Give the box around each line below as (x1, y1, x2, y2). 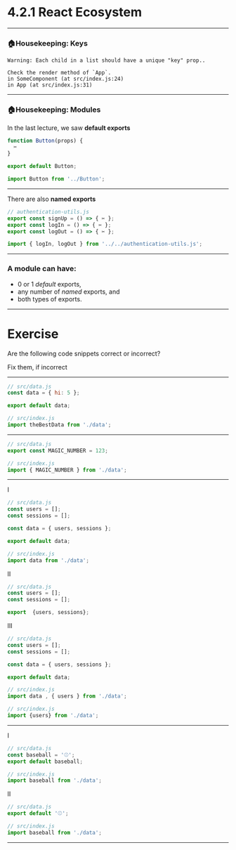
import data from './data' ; (7, 556, 90, 564)
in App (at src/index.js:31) (7, 81, 93, 89)
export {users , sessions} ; (7, 609, 90, 616)
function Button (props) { (7, 137, 83, 144)
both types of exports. (17, 294, 82, 303)
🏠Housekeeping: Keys (7, 38, 88, 48)
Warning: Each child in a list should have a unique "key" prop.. (7, 57, 206, 64)
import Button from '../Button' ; (7, 176, 105, 183)
